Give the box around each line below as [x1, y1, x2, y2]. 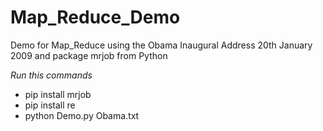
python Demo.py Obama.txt [24, 109, 140, 121]
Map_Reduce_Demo [10, 6, 181, 29]
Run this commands [10, 69, 93, 81]
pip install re [24, 99, 76, 111]
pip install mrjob [24, 88, 92, 100]
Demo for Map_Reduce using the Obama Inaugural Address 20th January [10, 39, 313, 51]
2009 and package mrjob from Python [10, 49, 168, 61]
